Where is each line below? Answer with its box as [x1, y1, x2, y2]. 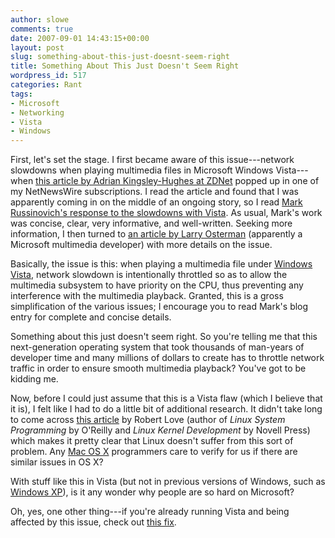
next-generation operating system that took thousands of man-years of [10, 341, 305, 353]
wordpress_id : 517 [10, 71, 87, 81]
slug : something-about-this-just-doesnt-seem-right [10, 52, 230, 62]
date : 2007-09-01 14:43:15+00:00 [10, 33, 150, 43]
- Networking [10, 107, 65, 118]
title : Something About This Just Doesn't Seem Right [10, 61, 240, 71]
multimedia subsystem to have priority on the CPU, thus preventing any [10, 279, 304, 291]
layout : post [10, 42, 65, 53]
